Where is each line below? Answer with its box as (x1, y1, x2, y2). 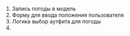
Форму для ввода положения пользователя (11, 11, 124, 19)
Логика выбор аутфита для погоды (11, 18, 101, 25)
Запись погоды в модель (11, 5, 76, 12)
